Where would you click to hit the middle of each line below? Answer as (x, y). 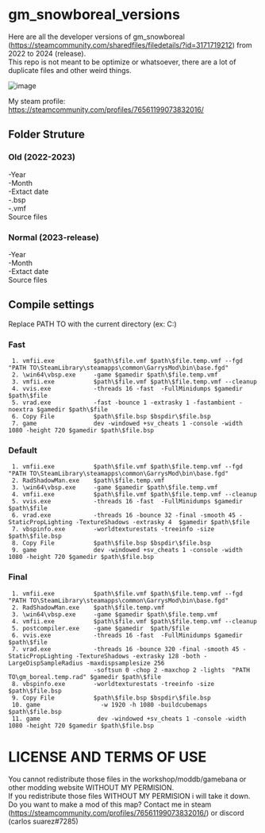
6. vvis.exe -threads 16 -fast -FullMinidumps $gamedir (127, 635)
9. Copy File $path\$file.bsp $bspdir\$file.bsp (111, 698)
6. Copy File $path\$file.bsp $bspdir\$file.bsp (111, 417)
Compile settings (51, 305)
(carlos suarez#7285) (44, 821)
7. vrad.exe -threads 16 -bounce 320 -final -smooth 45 (125, 649)
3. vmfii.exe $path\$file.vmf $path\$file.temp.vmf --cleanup (134, 382)
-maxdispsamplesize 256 (125, 663)
